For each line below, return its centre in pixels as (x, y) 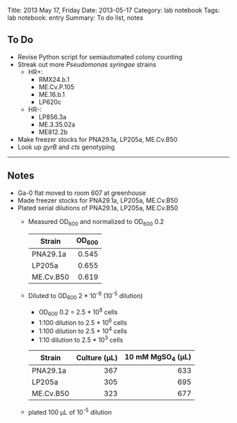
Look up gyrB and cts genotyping (66, 147)
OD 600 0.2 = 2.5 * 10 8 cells (78, 312)
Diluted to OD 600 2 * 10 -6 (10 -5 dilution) (85, 296)
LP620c (50, 102)
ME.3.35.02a (57, 124)
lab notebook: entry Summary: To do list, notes (75, 18)
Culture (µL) (97, 358)
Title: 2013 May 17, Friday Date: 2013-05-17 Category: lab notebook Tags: (114, 10)
